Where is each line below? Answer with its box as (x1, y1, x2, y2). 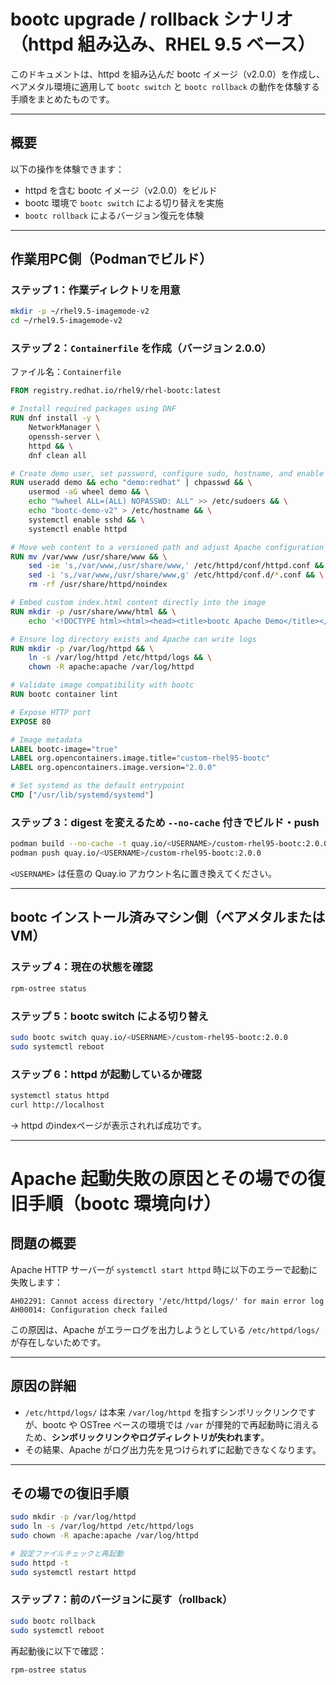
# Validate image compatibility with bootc (10, 680, 195, 690)
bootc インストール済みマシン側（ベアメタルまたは (10, 909, 326, 926)
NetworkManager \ (28, 423, 101, 433)
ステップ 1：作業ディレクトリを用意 (10, 283, 181, 297)
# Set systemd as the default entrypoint (10, 781, 186, 791)
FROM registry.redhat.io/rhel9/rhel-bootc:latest (10, 386, 222, 396)
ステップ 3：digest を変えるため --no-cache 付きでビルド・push (10, 815, 320, 829)
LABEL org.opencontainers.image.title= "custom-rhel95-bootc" (10, 753, 271, 764)
